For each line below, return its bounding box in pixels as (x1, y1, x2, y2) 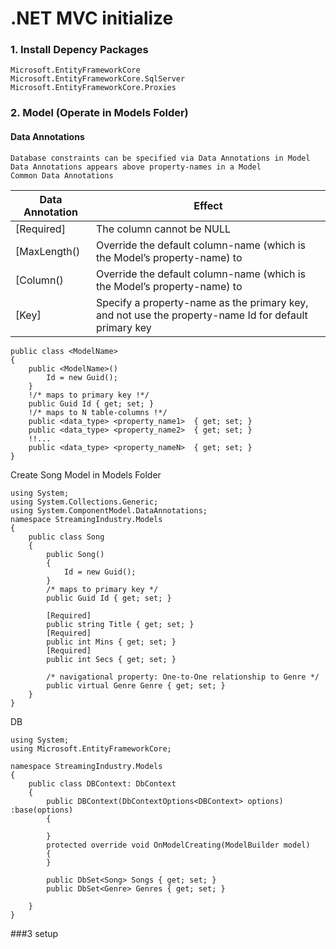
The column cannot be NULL (95, 222, 232, 236)
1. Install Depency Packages (10, 43, 149, 57)
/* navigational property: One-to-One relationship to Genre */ (46, 672, 320, 682)
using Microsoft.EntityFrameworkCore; (10, 743, 172, 754)
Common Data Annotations (10, 170, 114, 181)
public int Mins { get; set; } (46, 637, 177, 647)
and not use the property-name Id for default (95, 308, 308, 322)
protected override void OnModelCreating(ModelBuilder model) (46, 840, 311, 850)
